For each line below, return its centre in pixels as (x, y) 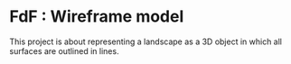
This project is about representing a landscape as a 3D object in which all (146, 41)
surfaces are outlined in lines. (64, 50)
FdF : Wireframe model (97, 17)
